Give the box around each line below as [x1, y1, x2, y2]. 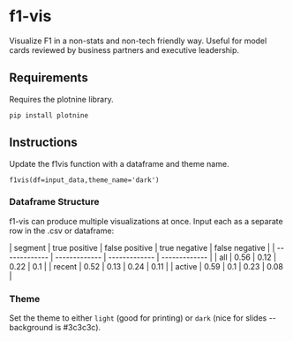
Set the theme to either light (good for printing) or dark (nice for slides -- [9, 313, 276, 323]
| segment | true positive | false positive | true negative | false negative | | [9, 242, 275, 253]
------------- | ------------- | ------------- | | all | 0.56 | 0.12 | [55, 252, 276, 262]
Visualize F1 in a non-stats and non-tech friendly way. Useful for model [9, 35, 267, 46]
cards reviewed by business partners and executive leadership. [9, 44, 240, 55]
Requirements [9, 71, 88, 86]
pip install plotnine [9, 110, 89, 120]
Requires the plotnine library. [9, 94, 114, 104]
